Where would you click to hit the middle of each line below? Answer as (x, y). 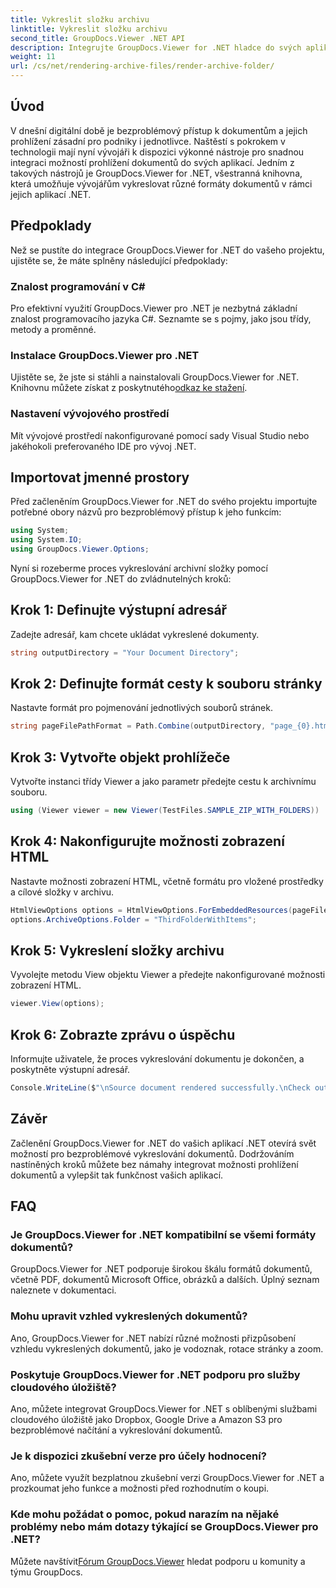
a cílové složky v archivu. (62, 892)
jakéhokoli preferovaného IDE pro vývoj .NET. (103, 446)
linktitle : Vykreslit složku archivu (89, 29)
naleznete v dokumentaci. (63, 1290)
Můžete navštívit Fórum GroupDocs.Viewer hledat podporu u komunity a (158, 1561)
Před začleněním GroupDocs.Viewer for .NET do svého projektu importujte (164, 502)
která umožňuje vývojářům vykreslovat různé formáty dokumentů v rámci (161, 183)
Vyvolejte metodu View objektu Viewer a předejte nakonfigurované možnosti (168, 975)
